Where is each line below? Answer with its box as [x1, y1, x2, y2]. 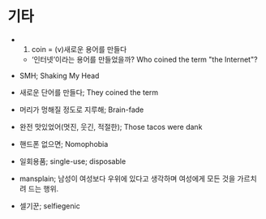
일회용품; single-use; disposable [19, 156, 127, 166]
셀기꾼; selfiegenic [19, 200, 80, 211]
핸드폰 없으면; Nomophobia [19, 139, 109, 148]
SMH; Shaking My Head [19, 71, 100, 80]
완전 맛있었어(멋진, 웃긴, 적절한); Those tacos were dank [19, 122, 203, 131]
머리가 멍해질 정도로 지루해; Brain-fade [19, 105, 144, 114]
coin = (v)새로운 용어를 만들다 [31, 44, 127, 54]
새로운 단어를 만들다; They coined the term [19, 87, 159, 97]
